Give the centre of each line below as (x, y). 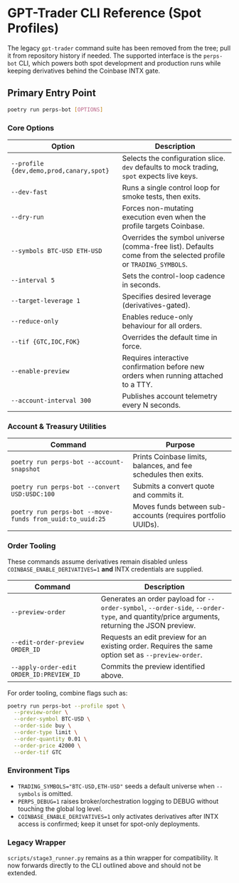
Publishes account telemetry (170, 396)
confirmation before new (163, 366)
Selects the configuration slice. (174, 158)
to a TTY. (137, 384)
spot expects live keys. (160, 176)
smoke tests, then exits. (161, 196)
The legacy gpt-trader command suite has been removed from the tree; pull (119, 48)
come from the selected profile (174, 255)
